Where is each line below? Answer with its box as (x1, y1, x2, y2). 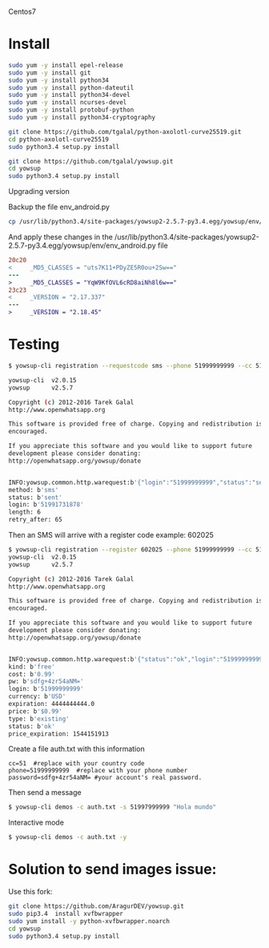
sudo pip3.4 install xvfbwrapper (8, 910, 124, 918)
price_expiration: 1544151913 (8, 729, 110, 738)
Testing (8, 336, 60, 353)
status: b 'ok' (8, 722, 56, 730)
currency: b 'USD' (8, 692, 66, 700)
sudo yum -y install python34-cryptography (8, 114, 156, 122)
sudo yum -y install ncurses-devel (8, 99, 127, 107)
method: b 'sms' (8, 486, 59, 494)
